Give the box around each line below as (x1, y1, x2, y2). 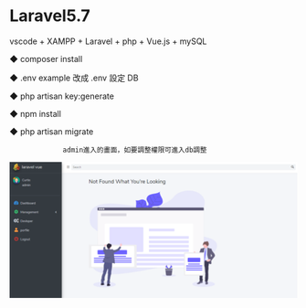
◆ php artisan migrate (9, 125, 94, 137)
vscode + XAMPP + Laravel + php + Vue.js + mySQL (9, 36, 207, 47)
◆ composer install (9, 53, 83, 64)
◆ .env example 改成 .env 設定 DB (9, 72, 139, 83)
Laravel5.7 (9, 5, 91, 27)
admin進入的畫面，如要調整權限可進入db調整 (62, 145, 207, 154)
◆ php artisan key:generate (9, 90, 114, 101)
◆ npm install (9, 108, 62, 119)
